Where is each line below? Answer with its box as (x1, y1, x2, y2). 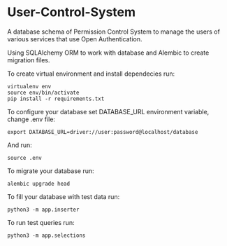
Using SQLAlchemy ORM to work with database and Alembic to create (7, 48, 210, 57)
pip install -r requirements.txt (7, 95, 105, 102)
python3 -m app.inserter (7, 206, 80, 213)
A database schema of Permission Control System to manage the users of (7, 27, 220, 36)
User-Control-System (7, 4, 136, 20)
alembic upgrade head (7, 180, 71, 187)
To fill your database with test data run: (7, 192, 120, 200)
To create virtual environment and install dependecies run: (7, 69, 175, 78)
